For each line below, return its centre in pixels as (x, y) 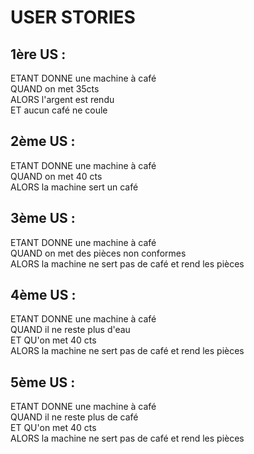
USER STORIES (73, 17)
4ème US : (43, 295)
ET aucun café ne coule (59, 110)
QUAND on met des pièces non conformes (98, 253)
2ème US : (43, 141)
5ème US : (43, 382)
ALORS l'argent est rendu (62, 99)
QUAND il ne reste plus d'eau (70, 330)
